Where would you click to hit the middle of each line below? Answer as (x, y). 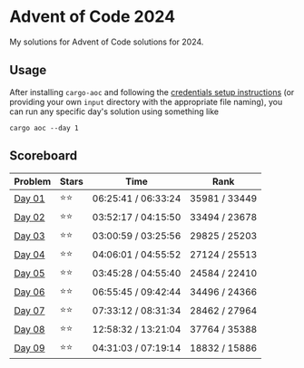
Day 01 (29, 199)
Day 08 (29, 330)
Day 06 (29, 292)
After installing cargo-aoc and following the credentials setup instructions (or (152, 92)
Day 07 (29, 311)
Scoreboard (44, 156)
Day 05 (29, 274)
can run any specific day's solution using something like (114, 111)
